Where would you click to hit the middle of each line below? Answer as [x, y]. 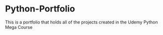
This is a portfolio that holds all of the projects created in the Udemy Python [81, 22]
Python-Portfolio [40, 9]
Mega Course [19, 27]
